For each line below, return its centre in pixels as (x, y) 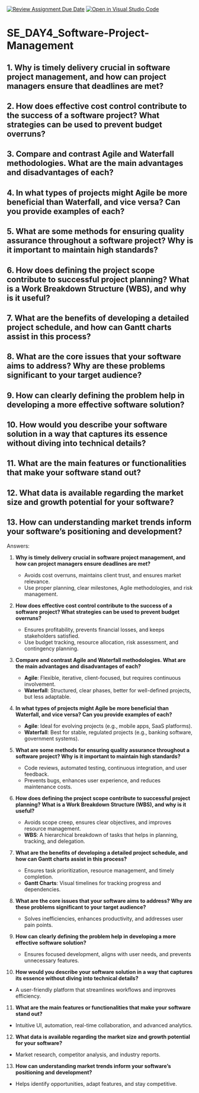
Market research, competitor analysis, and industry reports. (88, 1054)
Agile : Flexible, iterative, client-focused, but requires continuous (102, 677)
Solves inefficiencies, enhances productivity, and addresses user (103, 918)
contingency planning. (51, 648)
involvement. (40, 684)
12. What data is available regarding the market (95, 493)
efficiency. (28, 996)
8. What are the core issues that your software (94, 357)
